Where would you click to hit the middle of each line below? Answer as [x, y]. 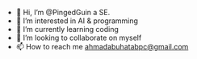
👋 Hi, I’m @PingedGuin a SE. [63, 12]
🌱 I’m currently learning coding [67, 29]
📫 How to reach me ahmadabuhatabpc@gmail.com [102, 47]
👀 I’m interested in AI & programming [77, 21]
